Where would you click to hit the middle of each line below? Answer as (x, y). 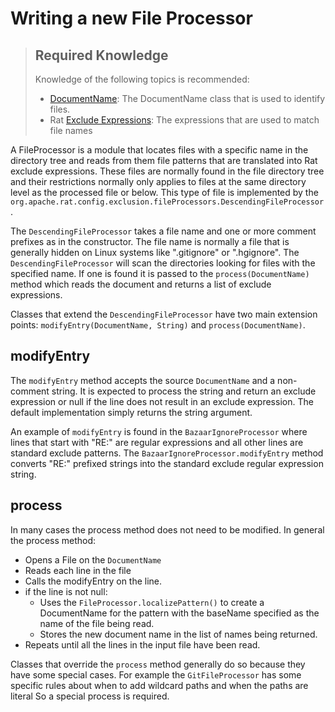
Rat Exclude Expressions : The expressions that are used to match (184, 120)
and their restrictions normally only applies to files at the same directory (158, 181)
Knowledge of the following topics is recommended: (142, 79)
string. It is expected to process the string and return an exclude (184, 391)
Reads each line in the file (78, 570)
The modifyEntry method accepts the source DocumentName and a (143, 380)
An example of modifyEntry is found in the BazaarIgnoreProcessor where (159, 431)
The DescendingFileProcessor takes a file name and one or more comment (163, 231)
